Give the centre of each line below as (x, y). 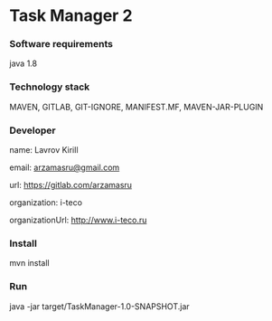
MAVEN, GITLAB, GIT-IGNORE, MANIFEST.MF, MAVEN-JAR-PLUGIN (136, 107)
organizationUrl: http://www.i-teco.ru (78, 220)
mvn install (29, 263)
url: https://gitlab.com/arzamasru (71, 185)
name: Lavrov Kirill (44, 150)
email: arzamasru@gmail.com (65, 167)
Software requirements (61, 44)
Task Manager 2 (71, 16)
